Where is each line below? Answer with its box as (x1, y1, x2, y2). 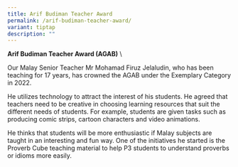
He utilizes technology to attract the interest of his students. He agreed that (7, 92, 228, 101)
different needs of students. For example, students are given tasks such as (7, 107, 226, 116)
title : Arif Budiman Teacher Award (7, 10, 113, 18)
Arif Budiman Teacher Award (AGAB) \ (7, 50, 122, 58)
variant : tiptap (7, 23, 55, 31)
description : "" (7, 30, 55, 38)
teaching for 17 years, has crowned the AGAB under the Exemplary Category (7, 71, 232, 80)
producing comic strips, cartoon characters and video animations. (7, 115, 200, 124)
